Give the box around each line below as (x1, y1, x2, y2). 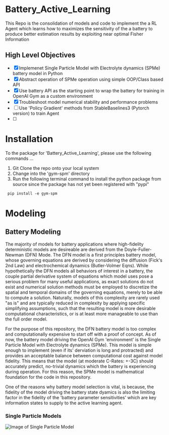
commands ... (5, 155, 34, 161)
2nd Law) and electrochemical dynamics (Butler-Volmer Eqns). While (5, 262, 149, 268)
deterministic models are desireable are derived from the (5, 246, 124, 253)
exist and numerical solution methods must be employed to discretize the (5, 284, 157, 290)
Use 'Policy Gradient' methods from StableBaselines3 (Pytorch (19, 105, 150, 111)
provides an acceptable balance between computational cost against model (5, 352, 163, 358)
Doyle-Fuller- (124, 246, 152, 253)
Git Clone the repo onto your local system (12, 165, 99, 171)
